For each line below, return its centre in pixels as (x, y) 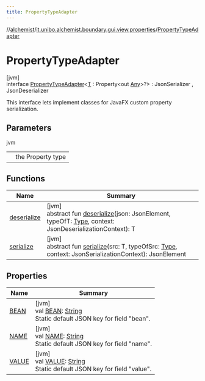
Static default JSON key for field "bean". (93, 318)
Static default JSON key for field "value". (93, 369)
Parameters (29, 128)
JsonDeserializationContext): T (91, 229)
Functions (26, 179)
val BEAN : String (59, 311)
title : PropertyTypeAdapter (42, 12)
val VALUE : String (60, 361)
